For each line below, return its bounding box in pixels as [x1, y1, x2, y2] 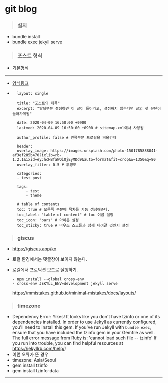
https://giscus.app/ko [12, 246, 57, 252]
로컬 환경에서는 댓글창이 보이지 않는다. [12, 256, 87, 262]
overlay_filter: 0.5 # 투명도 [17, 162, 77, 167]
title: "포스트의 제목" [17, 101, 60, 106]
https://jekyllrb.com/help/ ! [12, 346, 66, 352]
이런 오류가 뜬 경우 [12, 351, 49, 358]
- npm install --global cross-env [12, 277, 84, 282]
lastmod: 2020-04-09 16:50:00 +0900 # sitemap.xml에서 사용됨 [17, 125, 144, 130]
